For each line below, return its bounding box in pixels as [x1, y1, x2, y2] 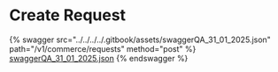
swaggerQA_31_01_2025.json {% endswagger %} [9, 53, 189, 63]
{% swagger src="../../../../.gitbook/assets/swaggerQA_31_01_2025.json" [9, 34, 272, 45]
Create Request [9, 5, 127, 25]
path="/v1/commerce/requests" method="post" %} [9, 43, 197, 54]
